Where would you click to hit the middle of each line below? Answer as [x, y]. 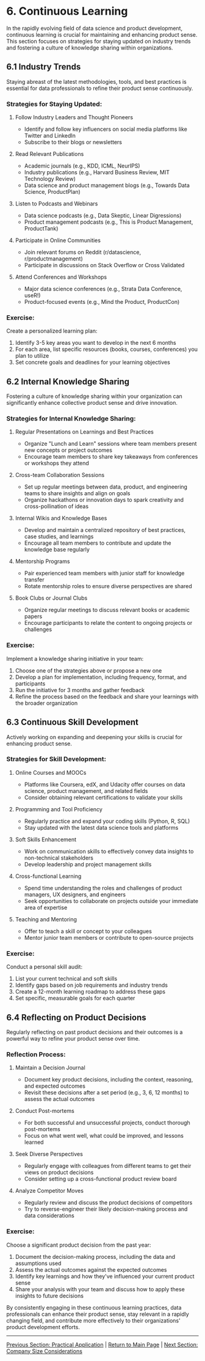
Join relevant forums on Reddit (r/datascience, [83, 253]
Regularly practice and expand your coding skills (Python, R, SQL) [107, 821]
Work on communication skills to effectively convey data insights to [109, 851]
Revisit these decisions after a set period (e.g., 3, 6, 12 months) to [106, 1093]
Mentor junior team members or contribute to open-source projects [109, 937]
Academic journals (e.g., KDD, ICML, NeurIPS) [82, 166]
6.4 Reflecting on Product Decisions [76, 1017]
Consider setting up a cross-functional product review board [100, 1179]
